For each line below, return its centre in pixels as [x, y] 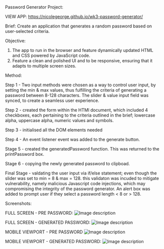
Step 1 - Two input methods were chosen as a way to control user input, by [81, 85]
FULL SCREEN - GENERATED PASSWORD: [48, 222]
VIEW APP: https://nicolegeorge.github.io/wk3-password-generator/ [74, 16]
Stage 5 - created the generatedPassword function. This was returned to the [82, 149]
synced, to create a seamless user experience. [52, 100]
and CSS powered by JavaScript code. [51, 55]
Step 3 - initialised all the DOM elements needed [54, 130]
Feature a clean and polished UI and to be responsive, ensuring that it [82, 61]
